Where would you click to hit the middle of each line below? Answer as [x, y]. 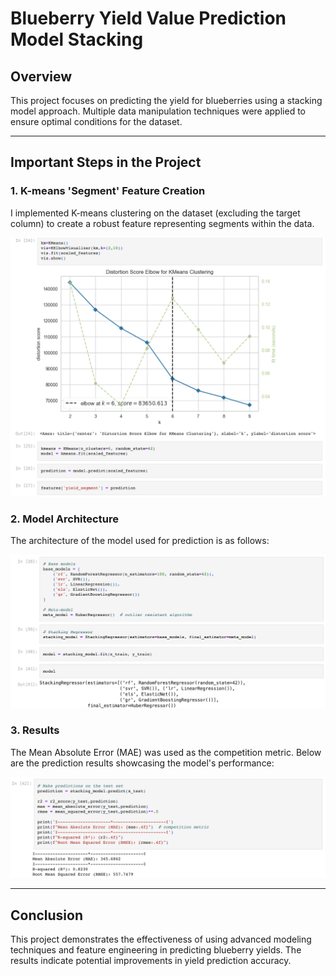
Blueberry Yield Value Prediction [148, 18]
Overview [41, 76]
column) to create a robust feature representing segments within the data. [162, 223]
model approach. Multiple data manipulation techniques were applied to [158, 111]
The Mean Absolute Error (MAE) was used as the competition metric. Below [166, 752]
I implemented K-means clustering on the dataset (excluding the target [155, 213]
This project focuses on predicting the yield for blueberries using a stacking [166, 100]
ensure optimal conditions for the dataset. [96, 121]
